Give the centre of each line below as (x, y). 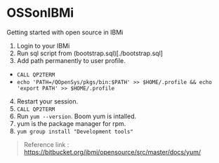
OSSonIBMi (40, 13)
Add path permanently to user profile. (71, 60)
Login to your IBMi (43, 45)
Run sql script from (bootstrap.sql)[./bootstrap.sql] (89, 53)
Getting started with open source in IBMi (65, 32)
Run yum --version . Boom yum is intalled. (77, 116)
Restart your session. (47, 101)
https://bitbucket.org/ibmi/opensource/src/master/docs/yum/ (112, 152)
